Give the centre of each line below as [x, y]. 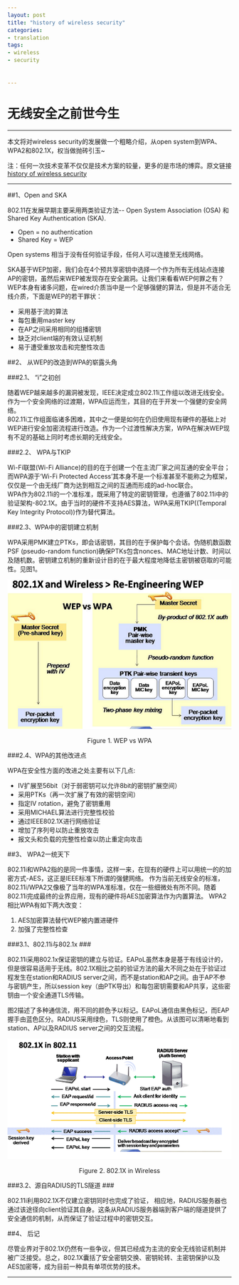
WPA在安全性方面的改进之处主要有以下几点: [71, 770]
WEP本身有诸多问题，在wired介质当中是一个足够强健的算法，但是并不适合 [116, 287]
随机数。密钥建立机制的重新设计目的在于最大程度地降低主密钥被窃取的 [116, 560]
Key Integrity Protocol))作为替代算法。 [63, 512]
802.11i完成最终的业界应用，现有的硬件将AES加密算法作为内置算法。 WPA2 [117, 896]
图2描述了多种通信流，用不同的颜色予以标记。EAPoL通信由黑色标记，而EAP [118, 1010]
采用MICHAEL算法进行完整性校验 [66, 812]
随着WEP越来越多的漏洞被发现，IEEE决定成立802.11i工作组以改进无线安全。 [118, 392]
